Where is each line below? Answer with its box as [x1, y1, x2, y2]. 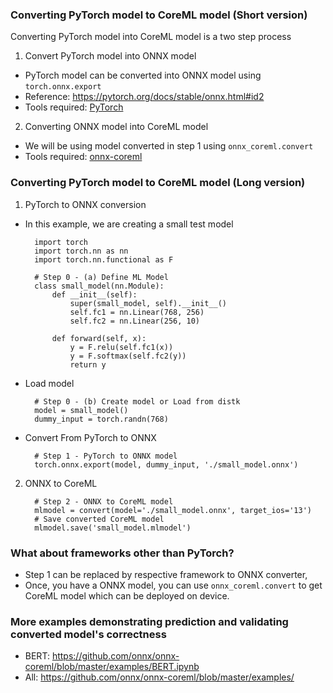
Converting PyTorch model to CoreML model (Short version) [10, 8, 308, 22]
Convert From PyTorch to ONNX [24, 431, 157, 443]
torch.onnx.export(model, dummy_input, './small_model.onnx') [34, 459, 299, 470]
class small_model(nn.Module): [34, 281, 165, 291]
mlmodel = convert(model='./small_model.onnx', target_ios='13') [34, 505, 312, 515]
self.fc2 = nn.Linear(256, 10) [69, 316, 200, 326]
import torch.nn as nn [34, 246, 129, 256]
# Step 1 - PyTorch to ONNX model [34, 451, 178, 461]
